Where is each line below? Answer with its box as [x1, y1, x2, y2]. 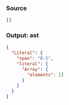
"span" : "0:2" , [16, 56, 54, 62]
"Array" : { [21, 66, 49, 72]
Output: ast [6, 31, 39, 39]
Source [6, 4, 27, 12]
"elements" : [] [27, 72, 64, 77]
